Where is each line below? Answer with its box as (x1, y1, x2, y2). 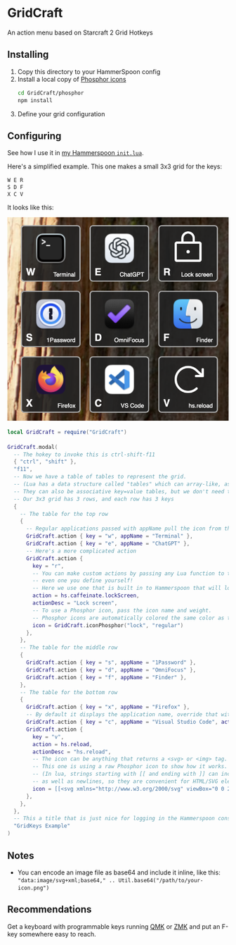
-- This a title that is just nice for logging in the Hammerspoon (13, 815, 216, 822)
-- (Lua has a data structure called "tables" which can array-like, (13, 481, 221, 488)
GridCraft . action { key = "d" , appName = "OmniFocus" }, (25, 666, 197, 674)
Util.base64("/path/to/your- (118, 877, 204, 884)
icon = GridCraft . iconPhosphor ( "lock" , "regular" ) (32, 622, 184, 629)
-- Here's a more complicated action (25, 548, 137, 555)
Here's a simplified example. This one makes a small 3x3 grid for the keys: (7, 162, 223, 171)
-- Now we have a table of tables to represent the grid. (13, 474, 188, 481)
